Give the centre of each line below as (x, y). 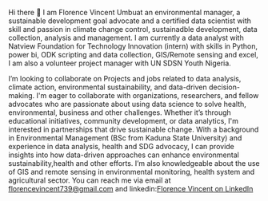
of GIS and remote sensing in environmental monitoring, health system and (132, 172)
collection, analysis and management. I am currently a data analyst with (126, 37)
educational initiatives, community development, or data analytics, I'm (123, 121)
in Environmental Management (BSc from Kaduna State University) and (125, 138)
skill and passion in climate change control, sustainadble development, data (133, 29)
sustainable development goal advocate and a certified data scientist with (130, 21)
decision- (224, 87)
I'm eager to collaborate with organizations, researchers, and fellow (148, 95)
